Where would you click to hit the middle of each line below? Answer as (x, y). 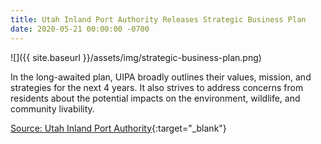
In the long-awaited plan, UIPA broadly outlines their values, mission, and (161, 77)
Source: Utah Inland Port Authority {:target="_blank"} (118, 128)
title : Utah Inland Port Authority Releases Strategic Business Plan (158, 19)
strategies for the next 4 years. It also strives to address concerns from (157, 87)
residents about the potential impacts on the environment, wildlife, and (155, 98)
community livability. (52, 108)
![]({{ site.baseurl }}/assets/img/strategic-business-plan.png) (136, 57)
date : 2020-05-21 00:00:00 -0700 (80, 29)
